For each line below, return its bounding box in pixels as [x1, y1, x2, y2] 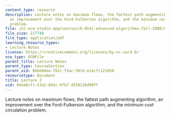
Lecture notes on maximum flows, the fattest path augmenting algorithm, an [5, 96, 163, 102]
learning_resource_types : [5, 40, 60, 45]
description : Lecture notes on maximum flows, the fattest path [5, 12, 144, 17]
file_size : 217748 [5, 31, 44, 36]
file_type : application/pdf [5, 36, 65, 41]
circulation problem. [5, 107, 47, 113]
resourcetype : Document [5, 73, 56, 78]
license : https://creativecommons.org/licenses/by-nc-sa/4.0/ [5, 49, 139, 54]
